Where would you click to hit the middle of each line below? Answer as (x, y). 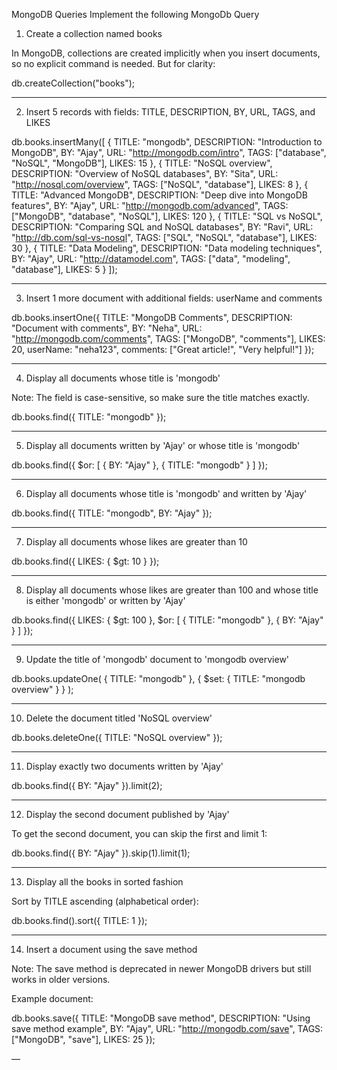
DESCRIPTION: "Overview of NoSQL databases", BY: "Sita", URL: (145, 173)
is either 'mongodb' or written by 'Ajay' (105, 600)
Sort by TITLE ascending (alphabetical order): (105, 901)
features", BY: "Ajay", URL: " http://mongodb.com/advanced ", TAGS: (150, 205)
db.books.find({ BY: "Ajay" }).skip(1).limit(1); (101, 853)
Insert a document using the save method (111, 949)
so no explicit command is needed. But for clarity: (113, 63)
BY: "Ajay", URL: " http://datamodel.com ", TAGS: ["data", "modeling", (151, 258)
